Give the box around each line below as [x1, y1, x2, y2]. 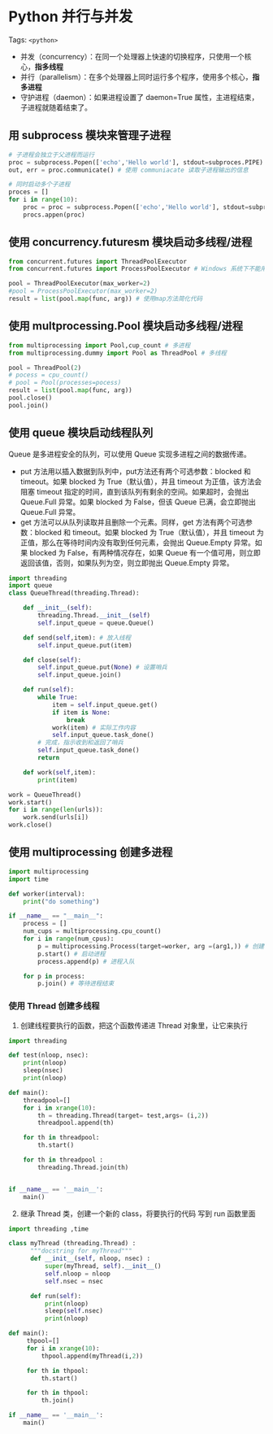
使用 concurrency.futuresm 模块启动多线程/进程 [8, 235, 253, 249]
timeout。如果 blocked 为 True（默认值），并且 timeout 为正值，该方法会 [19, 477, 262, 486]
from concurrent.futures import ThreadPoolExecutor [8, 257, 187, 265]
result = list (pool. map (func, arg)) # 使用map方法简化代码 [8, 294, 203, 303]
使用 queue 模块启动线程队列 [8, 426, 154, 440]
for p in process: [23, 972, 85, 980]
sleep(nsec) [23, 1066, 63, 1074]
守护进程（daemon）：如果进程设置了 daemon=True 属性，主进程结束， [19, 92, 259, 102]
